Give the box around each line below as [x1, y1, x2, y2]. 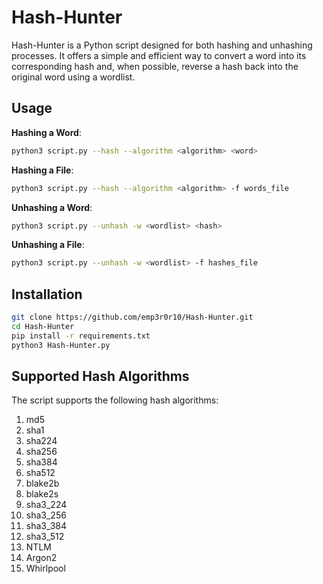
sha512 [25, 467, 56, 479]
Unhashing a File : [11, 239, 85, 251]
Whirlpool [25, 562, 66, 575]
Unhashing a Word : [11, 201, 93, 213]
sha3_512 [25, 531, 65, 543]
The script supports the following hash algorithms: [11, 394, 219, 406]
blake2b [25, 477, 60, 490]
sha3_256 [25, 509, 67, 521]
